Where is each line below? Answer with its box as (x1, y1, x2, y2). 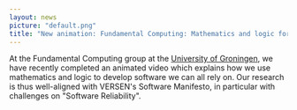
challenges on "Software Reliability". (9, 91, 141, 101)
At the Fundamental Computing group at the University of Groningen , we (9, 54, 274, 64)
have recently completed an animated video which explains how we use (9, 62, 271, 73)
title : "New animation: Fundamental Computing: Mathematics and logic (9, 29, 275, 38)
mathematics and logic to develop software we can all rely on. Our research (9, 72, 285, 83)
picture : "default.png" (9, 21, 97, 30)
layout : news (9, 12, 57, 22)
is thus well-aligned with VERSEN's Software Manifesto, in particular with (9, 81, 276, 92)
